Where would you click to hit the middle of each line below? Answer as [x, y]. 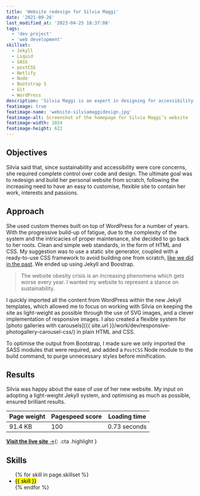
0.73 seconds [127, 427]
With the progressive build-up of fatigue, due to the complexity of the [92, 232]
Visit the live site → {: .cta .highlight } [52, 442]
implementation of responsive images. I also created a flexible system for [96, 319]
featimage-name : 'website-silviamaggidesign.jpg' [69, 112]
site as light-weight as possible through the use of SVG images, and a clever [100, 312]
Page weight [27, 416]
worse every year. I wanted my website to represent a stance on [100, 282]
